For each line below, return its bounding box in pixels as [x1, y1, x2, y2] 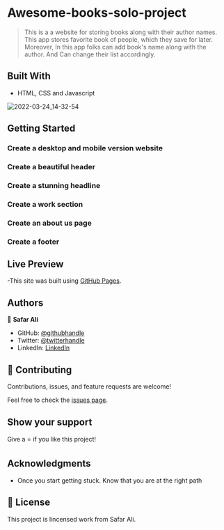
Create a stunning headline [7, 180, 101, 190]
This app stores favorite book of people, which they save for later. [24, 35, 214, 43]
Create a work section [7, 199, 83, 209]
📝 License [7, 497, 51, 508]
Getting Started [7, 123, 76, 134]
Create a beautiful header [7, 162, 96, 171]
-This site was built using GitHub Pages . [7, 276, 122, 285]
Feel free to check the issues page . [7, 396, 108, 405]
